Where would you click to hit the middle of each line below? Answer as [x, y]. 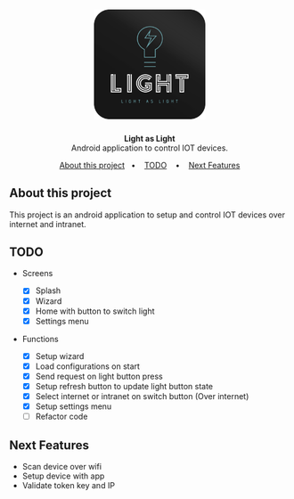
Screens [37, 274]
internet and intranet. [48, 224]
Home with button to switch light [95, 311]
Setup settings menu [73, 406]
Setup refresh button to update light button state [124, 386]
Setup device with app [63, 476]
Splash [48, 290]
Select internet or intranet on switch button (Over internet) [142, 396]
